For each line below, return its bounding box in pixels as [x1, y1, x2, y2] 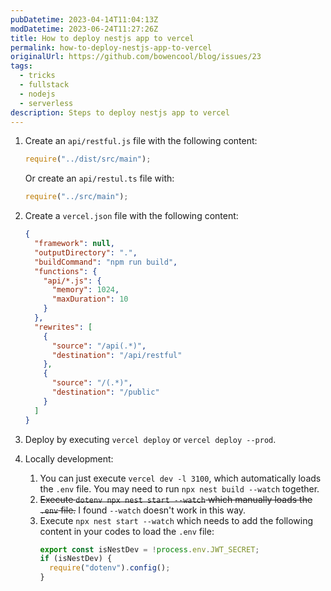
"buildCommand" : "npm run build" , [34, 257, 178, 267]
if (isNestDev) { [39, 554, 113, 564]
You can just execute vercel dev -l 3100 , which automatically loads [39, 472, 322, 484]
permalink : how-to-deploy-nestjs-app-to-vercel [10, 42, 213, 53]
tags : [10, 61, 33, 71]
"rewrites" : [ [34, 322, 93, 332]
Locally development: [24, 452, 114, 465]
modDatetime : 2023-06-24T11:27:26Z [10, 24, 159, 34]
